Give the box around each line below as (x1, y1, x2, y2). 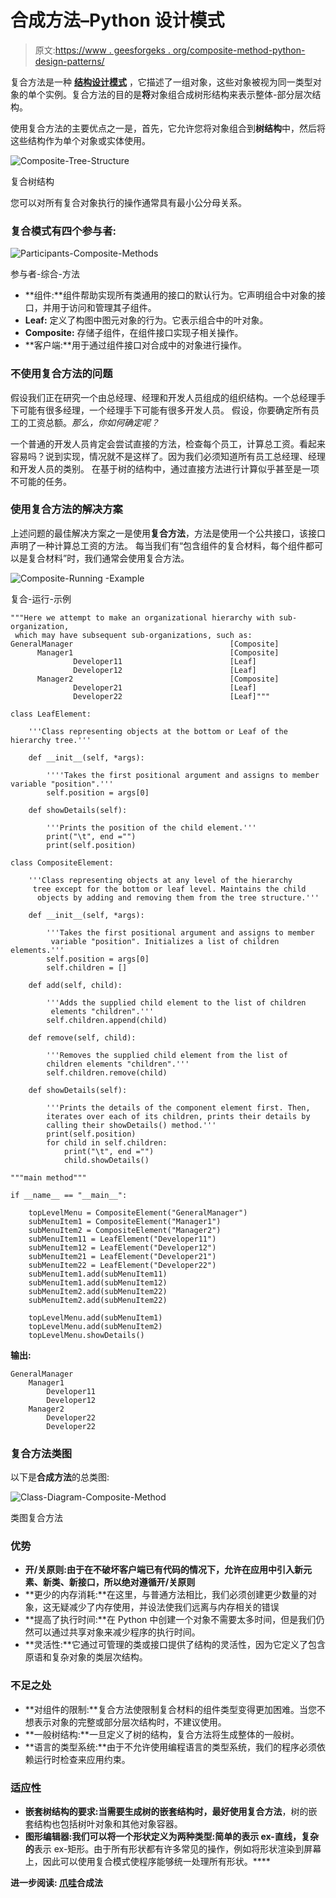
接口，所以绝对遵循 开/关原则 (77, 1576, 196, 1588)
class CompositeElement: (10, 857, 114, 868)
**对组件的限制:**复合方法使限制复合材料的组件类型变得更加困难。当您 (24, 1703, 317, 1715)
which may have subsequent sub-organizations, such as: (14, 630, 253, 640)
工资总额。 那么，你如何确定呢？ (27, 416, 160, 428)
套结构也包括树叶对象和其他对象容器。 (24, 1818, 183, 1830)
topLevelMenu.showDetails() (28, 1330, 145, 1340)
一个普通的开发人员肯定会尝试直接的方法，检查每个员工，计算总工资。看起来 (10, 437, 326, 450)
